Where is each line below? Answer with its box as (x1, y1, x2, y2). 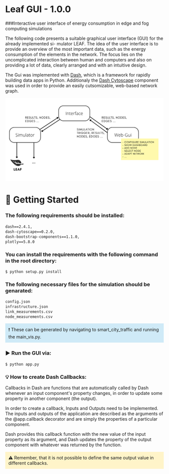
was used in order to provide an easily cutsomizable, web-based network (5, 82, 157, 89)
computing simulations (5, 25, 52, 31)
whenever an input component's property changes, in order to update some (5, 390, 162, 396)
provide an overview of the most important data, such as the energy (5, 46, 146, 52)
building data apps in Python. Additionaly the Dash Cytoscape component (5, 77, 158, 83)
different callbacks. (8, 460, 48, 466)
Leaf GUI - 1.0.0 (5, 4, 71, 15)
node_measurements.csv (5, 314, 53, 319)
